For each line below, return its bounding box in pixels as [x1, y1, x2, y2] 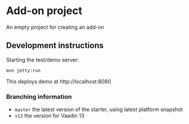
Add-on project [6, 4, 82, 18]
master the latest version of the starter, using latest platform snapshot [14, 106, 183, 113]
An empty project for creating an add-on [6, 24, 105, 31]
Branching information [6, 92, 72, 100]
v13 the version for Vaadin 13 [14, 112, 85, 119]
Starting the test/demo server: [6, 56, 79, 63]
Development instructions [6, 41, 104, 51]
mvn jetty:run [6, 68, 41, 73]
